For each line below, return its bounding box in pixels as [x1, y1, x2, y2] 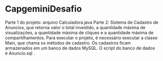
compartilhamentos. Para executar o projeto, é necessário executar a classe [5, 35, 158, 41]
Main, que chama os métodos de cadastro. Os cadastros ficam [5, 40, 131, 46]
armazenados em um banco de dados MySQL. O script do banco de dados [5, 45, 155, 51]
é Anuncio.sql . [5, 50, 35, 56]
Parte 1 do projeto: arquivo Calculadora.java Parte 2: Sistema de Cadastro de [5, 19, 159, 25]
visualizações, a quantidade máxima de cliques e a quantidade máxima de [5, 30, 154, 35]
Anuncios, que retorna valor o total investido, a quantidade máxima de [5, 24, 146, 30]
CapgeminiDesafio [5, 3, 82, 15]
